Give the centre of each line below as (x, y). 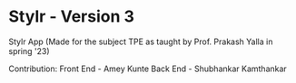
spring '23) (30, 51)
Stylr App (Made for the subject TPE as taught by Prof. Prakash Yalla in (141, 41)
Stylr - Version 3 (72, 17)
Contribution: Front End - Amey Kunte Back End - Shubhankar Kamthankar (148, 69)
